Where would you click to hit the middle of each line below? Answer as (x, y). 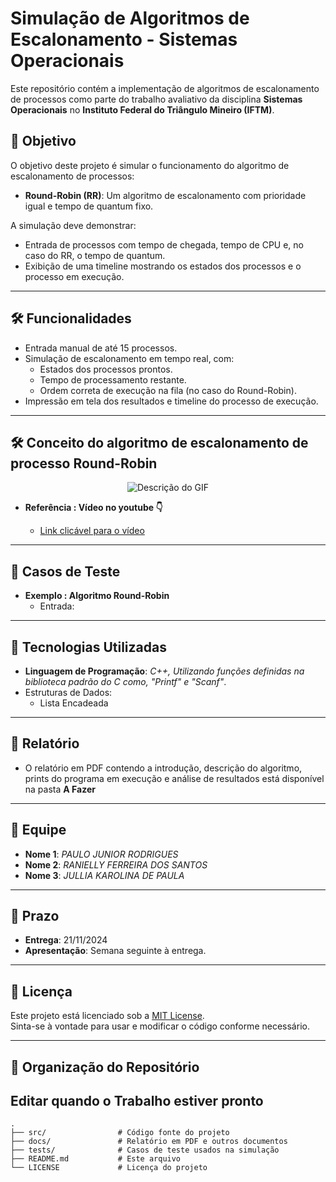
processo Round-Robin (84, 463)
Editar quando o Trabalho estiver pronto (137, 1101)
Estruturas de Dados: (68, 692)
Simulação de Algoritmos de (130, 18)
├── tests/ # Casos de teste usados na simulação (145, 1150)
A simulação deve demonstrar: (73, 225)
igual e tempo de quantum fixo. (89, 206)
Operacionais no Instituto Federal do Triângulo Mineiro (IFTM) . (142, 109)
